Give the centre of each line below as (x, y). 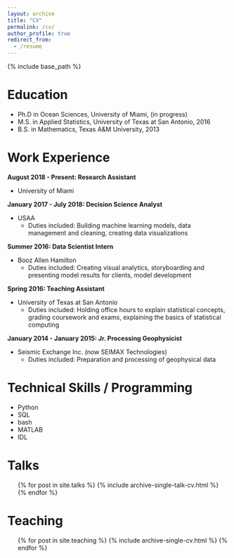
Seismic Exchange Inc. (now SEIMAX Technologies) (92, 351)
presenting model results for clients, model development (110, 275)
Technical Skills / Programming (100, 388)
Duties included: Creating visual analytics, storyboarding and (116, 267)
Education (38, 95)
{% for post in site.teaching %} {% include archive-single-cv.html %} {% (123, 540)
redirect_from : (30, 40)
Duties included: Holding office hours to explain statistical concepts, (126, 309)
